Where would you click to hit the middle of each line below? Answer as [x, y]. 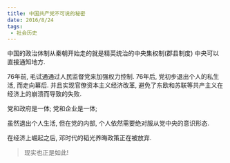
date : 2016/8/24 [30, 20]
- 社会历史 [24, 33]
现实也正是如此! [46, 153]
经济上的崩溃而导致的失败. [45, 94]
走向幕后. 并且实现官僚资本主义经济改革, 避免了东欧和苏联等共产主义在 [123, 85]
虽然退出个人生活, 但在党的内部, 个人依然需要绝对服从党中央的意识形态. [108, 123]
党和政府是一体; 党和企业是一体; [52, 108]
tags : [15, 26]
